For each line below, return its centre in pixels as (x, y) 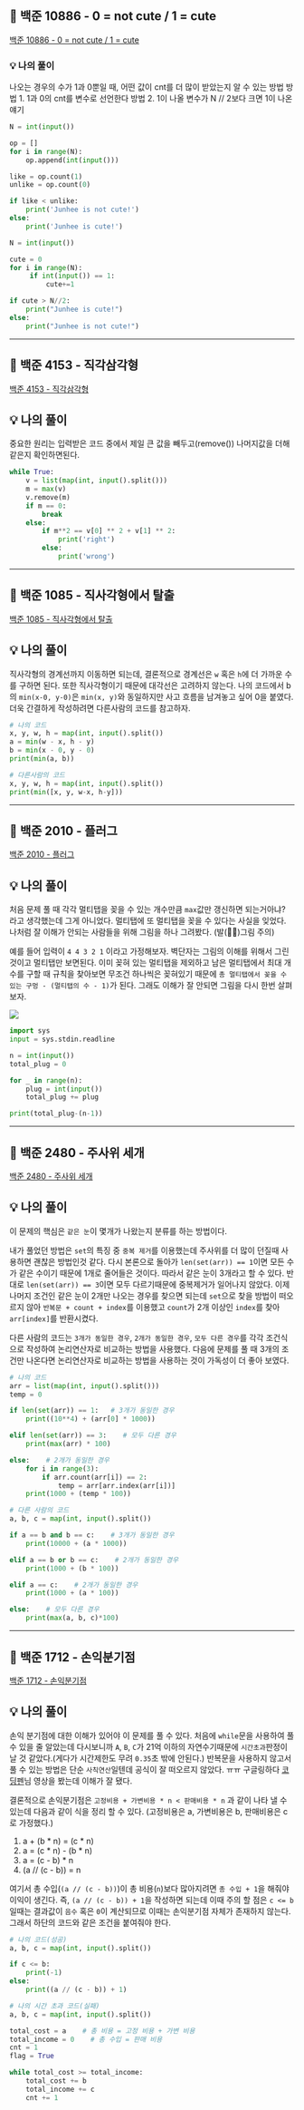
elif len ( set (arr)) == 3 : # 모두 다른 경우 (93, 1435)
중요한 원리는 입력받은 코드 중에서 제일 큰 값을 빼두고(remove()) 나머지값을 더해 (150, 443)
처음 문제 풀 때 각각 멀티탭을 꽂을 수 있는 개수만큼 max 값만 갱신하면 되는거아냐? (148, 909)
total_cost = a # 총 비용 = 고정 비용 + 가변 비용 (102, 2031)
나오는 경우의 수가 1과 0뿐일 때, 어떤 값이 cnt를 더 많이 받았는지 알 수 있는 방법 (147, 87)
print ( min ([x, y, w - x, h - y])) (66, 792)
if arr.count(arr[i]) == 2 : (95, 1477)
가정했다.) (36, 1823)
